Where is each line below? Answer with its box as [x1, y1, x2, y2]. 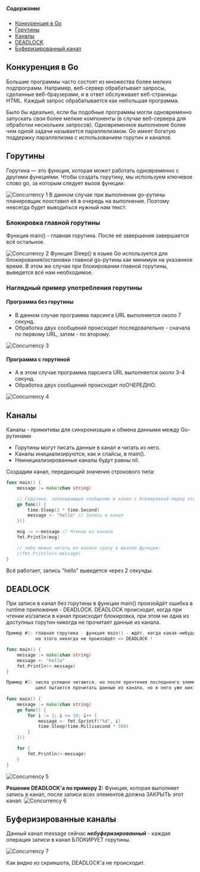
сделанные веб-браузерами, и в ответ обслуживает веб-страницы [6, 90, 177, 98]
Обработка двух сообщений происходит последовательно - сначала [14, 324, 190, 331]
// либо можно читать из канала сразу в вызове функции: [17, 545, 161, 551]
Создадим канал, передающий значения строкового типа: [6, 468, 155, 475]
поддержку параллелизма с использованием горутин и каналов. [6, 134, 172, 141]
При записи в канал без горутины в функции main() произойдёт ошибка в [6, 600, 193, 607]
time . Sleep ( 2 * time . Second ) [27, 507, 100, 513]
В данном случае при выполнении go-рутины [49, 191, 165, 198]
